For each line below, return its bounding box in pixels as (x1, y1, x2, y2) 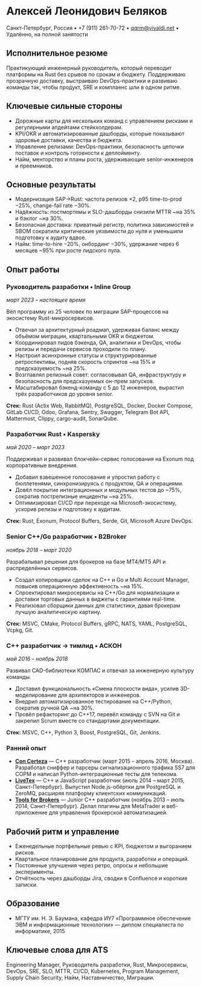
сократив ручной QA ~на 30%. (14, 704, 95, 711)
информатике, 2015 (14, 927, 65, 934)
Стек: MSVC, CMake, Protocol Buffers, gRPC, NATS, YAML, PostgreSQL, (6, 620, 188, 627)
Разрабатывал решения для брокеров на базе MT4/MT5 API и (6, 558, 166, 565)
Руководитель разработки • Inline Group (6, 282, 131, 291)
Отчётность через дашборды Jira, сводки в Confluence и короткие (14, 875, 188, 882)
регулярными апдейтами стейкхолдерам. (14, 123, 123, 131)
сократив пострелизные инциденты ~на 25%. (14, 493, 133, 500)
